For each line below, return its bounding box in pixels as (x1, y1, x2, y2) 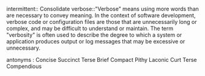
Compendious (6, 63, 42, 70)
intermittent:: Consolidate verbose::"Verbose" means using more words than (6, 6, 199, 12)
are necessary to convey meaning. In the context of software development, (6, 12, 196, 19)
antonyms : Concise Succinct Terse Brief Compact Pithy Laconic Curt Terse (6, 56, 197, 63)
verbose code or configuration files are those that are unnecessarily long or (6, 18, 197, 25)
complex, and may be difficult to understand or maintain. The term (6, 25, 173, 32)
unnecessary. (6, 44, 41, 51)
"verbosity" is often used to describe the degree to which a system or (6, 31, 182, 39)
